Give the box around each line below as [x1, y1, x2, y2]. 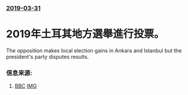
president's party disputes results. [6, 53, 89, 60]
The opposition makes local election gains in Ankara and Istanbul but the [6, 47, 182, 54]
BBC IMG [14, 83, 37, 90]
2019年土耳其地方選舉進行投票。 [6, 27, 164, 41]
